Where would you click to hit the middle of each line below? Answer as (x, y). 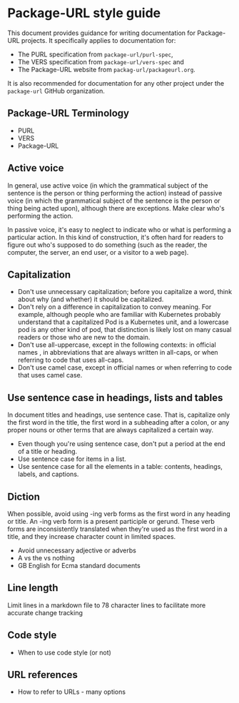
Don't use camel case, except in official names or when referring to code (125, 368)
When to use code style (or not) (65, 652)
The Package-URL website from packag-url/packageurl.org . (107, 69)
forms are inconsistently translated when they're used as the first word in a (118, 529)
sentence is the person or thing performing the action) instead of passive (115, 193)
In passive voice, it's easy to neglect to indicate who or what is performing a (119, 229)
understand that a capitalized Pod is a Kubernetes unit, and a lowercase (123, 322)
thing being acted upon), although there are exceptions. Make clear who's (116, 208)
